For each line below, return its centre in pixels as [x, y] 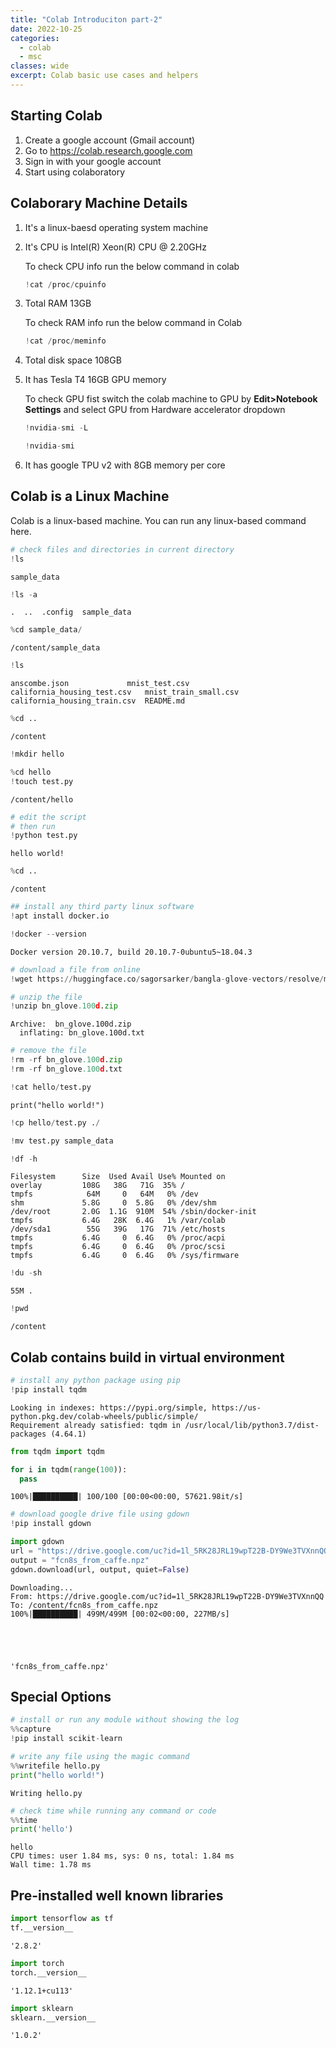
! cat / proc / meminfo [65, 341]
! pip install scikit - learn [66, 1739]
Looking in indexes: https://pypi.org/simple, [109, 1407]
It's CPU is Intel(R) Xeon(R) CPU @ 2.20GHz [115, 247]
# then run [33, 826]
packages [28, 1434]
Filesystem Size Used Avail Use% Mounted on [118, 1177]
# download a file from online [75, 969]
